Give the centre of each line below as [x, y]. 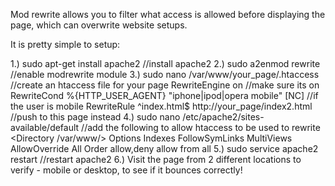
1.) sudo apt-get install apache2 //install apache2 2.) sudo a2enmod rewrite [165, 63]
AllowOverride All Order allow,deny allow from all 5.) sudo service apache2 [164, 148]
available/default [45, 127]
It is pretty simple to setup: [65, 44]
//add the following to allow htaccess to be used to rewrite [201, 127]
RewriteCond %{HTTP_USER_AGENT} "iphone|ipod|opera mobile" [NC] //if [164, 95]
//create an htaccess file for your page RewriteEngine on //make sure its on [165, 85]
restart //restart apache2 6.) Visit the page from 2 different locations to [156, 159]
